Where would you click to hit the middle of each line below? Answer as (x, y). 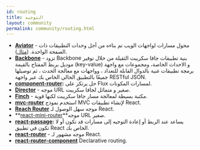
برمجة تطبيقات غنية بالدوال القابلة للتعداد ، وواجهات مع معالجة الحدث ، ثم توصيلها (104, 71)
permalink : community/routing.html (50, 28)
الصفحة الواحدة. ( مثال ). (41, 52)
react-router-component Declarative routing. (71, 140)
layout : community (29, 23)
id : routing (21, 12)
